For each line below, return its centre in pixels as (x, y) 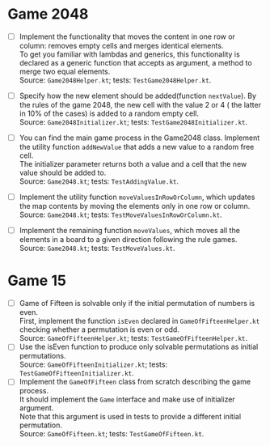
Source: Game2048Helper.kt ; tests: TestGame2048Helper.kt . (115, 80)
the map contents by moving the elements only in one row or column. (135, 206)
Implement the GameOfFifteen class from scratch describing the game (135, 382)
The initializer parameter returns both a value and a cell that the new (133, 164)
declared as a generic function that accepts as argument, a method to (135, 63)
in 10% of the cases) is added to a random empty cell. (109, 113)
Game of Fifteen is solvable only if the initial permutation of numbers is (137, 304)
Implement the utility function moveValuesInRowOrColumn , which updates (137, 197)
